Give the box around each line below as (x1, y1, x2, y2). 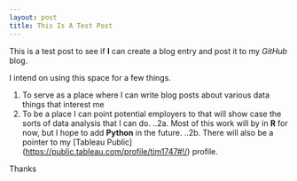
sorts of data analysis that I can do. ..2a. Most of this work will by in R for (21, 117, 288, 129)
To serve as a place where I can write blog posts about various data (21, 90, 270, 100)
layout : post (9, 12, 58, 22)
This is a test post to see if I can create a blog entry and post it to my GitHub (9, 45, 288, 56)
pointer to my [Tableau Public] (21, 137, 133, 147)
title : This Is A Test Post (9, 21, 113, 30)
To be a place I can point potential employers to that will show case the (21, 108, 282, 119)
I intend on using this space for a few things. (9, 72, 171, 83)
